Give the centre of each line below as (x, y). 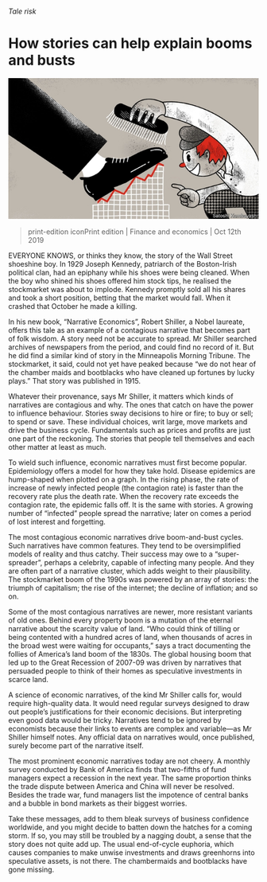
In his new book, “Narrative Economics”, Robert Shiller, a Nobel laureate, (126, 322)
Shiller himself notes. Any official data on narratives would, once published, (132, 737)
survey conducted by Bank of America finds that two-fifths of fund (117, 770)
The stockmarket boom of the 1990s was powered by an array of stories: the (134, 580)
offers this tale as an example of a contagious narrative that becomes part (129, 330)
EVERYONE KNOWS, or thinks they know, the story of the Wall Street (120, 256)
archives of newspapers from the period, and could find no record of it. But (131, 347)
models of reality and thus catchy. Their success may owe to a (110, 554)
